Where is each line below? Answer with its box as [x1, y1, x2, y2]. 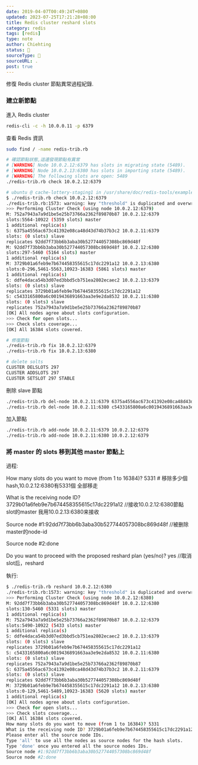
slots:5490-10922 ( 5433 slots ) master [6, 622, 101, 629]
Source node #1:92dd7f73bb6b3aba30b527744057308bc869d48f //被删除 [6, 521, 189, 528]
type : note [6, 36, 33, 42]
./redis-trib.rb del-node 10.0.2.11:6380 [6, 404, 110, 410]
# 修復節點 [6, 337, 29, 343]
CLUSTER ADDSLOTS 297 [6, 370, 60, 375]
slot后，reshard [6, 560, 44, 567]
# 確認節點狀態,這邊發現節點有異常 [6, 157, 80, 163]
